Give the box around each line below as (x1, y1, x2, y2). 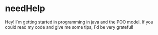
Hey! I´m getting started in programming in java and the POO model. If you (5, 19, 154, 25)
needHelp (5, 3, 45, 14)
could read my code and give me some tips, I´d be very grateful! (5, 24, 134, 30)
